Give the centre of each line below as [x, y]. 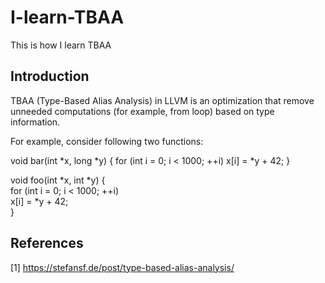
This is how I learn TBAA [61, 45]
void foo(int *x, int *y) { [58, 180]
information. [35, 122]
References [47, 243]
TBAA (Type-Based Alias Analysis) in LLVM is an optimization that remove [162, 100]
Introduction [50, 76]
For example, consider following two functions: [107, 141]
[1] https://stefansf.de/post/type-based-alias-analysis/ [122, 267]
